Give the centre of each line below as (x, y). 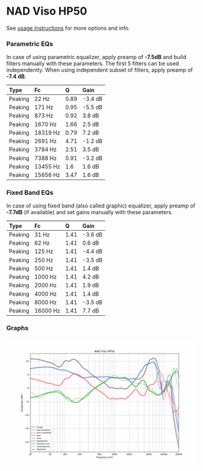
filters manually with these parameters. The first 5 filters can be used (93, 64)
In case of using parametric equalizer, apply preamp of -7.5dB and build (96, 57)
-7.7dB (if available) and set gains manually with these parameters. (90, 212)
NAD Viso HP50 (47, 11)
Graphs (17, 328)
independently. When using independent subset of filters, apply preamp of (100, 70)
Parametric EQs (30, 44)
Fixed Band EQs (30, 192)
